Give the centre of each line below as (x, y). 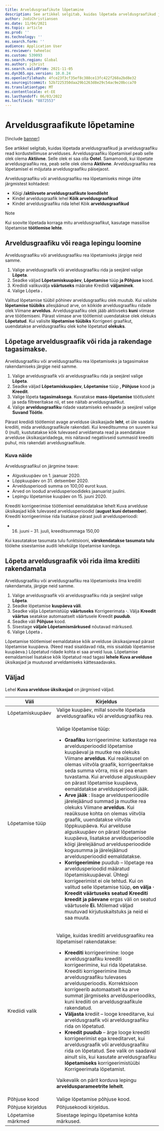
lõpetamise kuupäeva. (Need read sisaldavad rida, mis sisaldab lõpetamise (80, 646)
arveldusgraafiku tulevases (96, 977)
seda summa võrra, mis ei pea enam (106, 771)
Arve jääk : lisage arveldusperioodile (107, 795)
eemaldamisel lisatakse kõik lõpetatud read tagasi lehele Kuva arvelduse (79, 657)
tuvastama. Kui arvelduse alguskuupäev (110, 776)
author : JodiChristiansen (31, 19)
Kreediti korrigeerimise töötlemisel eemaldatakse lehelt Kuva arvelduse (76, 506)
